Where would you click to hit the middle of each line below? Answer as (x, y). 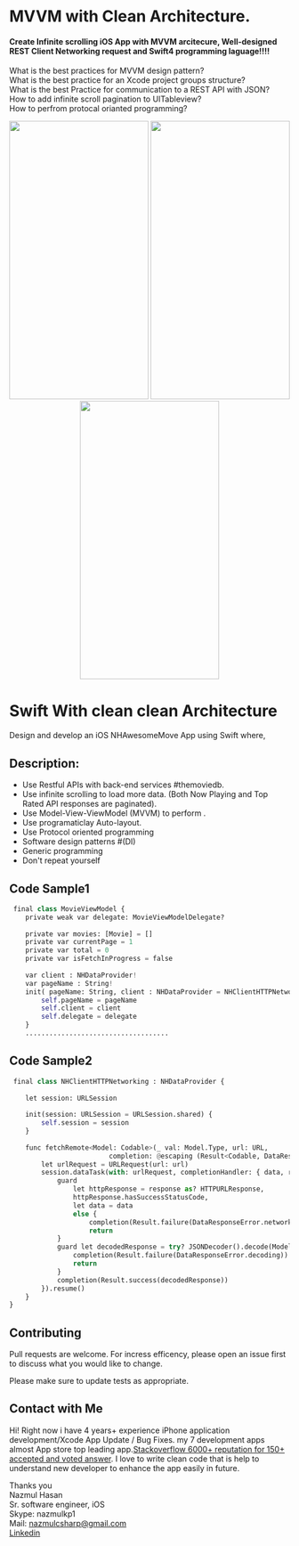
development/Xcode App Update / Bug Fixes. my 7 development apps (137, 1439)
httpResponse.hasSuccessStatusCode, (141, 1198)
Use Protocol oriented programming (88, 832)
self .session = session (85, 1123)
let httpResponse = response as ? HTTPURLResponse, (169, 1189)
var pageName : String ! (69, 983)
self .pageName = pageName (89, 1000)
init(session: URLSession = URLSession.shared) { (119, 1115)
